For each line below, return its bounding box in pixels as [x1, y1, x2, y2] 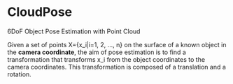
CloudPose [7, 4, 72, 20]
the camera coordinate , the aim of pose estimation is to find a [7, 48, 187, 56]
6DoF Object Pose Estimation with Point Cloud [7, 27, 141, 35]
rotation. [7, 70, 31, 78]
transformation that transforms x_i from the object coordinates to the [7, 55, 205, 63]
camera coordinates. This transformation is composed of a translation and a [7, 62, 226, 71]
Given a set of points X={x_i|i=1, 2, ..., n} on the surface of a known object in [7, 40, 227, 49]
